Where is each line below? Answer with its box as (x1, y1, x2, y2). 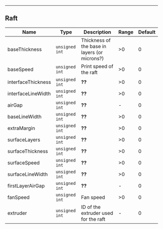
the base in (81, 43, 107, 49)
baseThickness (7, 46, 42, 52)
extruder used (81, 210, 114, 216)
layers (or (81, 49, 103, 56)
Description (83, 29, 112, 35)
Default (138, 29, 156, 35)
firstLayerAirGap (7, 182, 45, 189)
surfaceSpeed (7, 159, 40, 166)
